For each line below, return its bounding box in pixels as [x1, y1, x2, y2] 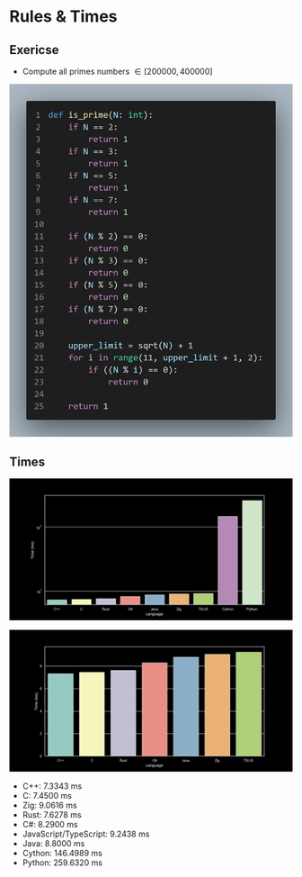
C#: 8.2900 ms [22, 819, 78, 830]
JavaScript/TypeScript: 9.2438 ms [22, 828, 150, 839]
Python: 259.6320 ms [22, 857, 103, 868]
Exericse [9, 42, 59, 58]
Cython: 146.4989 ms [22, 848, 103, 859]
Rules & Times [9, 6, 119, 27]
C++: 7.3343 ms [22, 781, 83, 791]
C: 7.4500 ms [22, 791, 72, 801]
